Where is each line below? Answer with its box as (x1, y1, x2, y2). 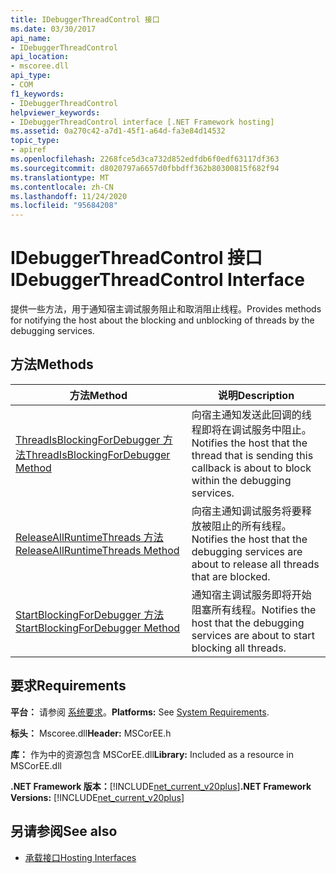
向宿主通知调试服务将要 (191, 504, 302, 518)
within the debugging (191, 473, 292, 487)
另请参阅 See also (10, 823, 118, 840)
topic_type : (10, 136, 60, 146)
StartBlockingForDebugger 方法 (15, 607, 165, 621)
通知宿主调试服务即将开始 (191, 587, 312, 601)
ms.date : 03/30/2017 (10, 24, 97, 34)
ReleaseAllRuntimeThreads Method (15, 543, 180, 557)
